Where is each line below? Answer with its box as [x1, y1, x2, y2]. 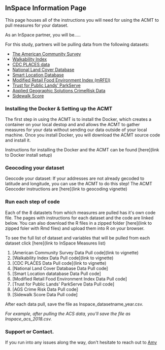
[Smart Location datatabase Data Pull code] [12, 271, 101, 277]
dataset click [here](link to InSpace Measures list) [5, 240, 106, 246]
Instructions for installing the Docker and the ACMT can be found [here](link [5, 147, 159, 153]
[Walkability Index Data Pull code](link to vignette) [12, 255, 114, 261]
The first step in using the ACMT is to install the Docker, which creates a [5, 116, 152, 122]
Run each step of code [5, 198, 60, 205]
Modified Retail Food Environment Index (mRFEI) [12, 77, 111, 83]
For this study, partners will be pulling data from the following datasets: [5, 41, 149, 47]
